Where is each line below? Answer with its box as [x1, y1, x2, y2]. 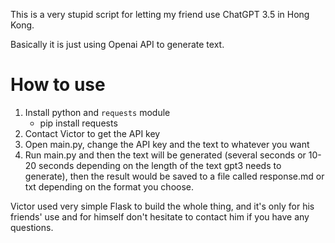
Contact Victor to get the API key [24, 127, 161, 139]
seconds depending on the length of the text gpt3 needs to [38, 159, 282, 171]
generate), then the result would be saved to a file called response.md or [24, 170, 325, 182]
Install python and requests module [24, 106, 171, 118]
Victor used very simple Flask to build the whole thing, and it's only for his [10, 200, 315, 212]
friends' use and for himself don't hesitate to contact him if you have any [10, 210, 310, 223]
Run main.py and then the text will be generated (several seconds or [24, 149, 307, 161]
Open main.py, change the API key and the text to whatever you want [24, 138, 310, 150]
